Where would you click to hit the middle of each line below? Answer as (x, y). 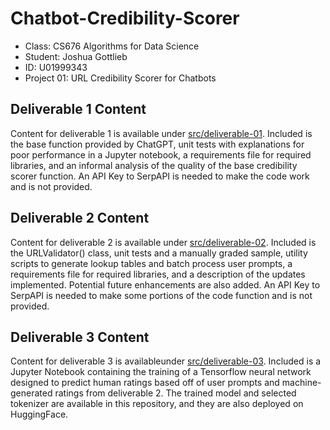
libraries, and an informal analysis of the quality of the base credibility (154, 165)
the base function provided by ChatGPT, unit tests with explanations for (157, 144)
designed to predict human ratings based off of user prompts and (145, 383)
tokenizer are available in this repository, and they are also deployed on (157, 404)
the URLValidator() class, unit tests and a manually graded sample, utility (159, 253)
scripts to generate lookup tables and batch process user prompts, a (151, 263)
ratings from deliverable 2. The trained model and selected (175, 393)
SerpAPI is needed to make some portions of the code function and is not (161, 295)
